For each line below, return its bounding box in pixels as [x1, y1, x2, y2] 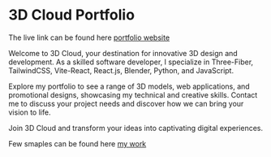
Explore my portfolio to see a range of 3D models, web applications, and [8, 81, 250, 91]
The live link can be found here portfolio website [8, 33, 170, 42]
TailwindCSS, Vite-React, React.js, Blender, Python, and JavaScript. [8, 65, 234, 75]
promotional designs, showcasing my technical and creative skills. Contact [8, 89, 258, 99]
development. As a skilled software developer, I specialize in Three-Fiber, [8, 57, 254, 67]
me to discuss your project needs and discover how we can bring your [8, 98, 244, 108]
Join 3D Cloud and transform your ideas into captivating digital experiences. [8, 123, 264, 133]
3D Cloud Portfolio [8, 6, 135, 24]
